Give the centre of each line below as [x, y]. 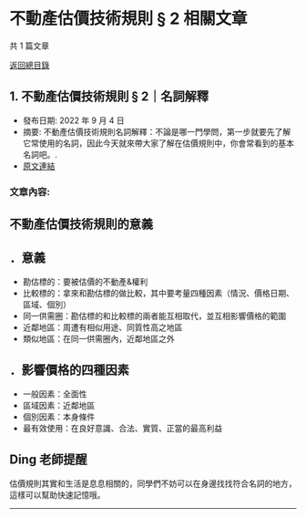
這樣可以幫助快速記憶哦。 [57, 494]
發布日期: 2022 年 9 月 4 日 [73, 120]
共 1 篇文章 [30, 46]
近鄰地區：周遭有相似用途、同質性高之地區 [102, 327]
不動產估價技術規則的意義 [81, 224]
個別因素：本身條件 [59, 417]
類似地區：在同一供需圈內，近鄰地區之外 [98, 338]
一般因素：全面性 [55, 394]
